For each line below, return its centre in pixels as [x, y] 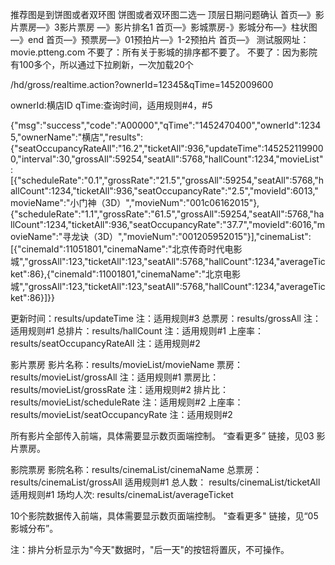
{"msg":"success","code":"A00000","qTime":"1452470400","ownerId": [156, 125]
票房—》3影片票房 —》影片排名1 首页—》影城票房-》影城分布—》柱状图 [168, 27]
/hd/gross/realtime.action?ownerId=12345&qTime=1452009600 [142, 84]
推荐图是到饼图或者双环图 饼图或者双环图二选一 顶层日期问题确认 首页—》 [163, 14]
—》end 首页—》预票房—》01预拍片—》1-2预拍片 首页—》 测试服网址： [160, 39]
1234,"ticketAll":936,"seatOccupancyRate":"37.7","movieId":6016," [182, 224]
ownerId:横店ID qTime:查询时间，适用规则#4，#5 [111, 105]
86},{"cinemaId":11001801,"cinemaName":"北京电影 [135, 274]
